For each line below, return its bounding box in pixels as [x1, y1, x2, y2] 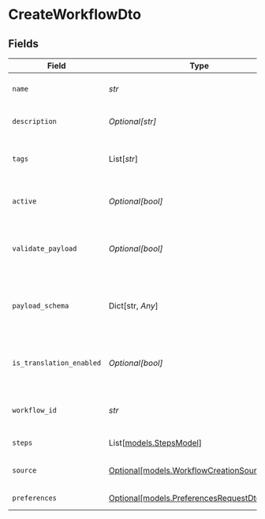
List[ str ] [109, 154, 138, 164]
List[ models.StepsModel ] [109, 438, 203, 448]
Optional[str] [109, 116, 157, 127]
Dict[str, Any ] [109, 301, 159, 311]
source [12, 466, 37, 475]
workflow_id [12, 406, 58, 415]
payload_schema [12, 301, 69, 310]
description [12, 117, 58, 125]
